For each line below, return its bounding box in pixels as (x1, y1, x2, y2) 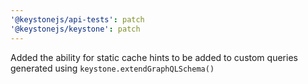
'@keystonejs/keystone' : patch (10, 24, 141, 34)
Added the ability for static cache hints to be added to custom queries (10, 51, 298, 63)
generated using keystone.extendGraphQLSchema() (10, 62, 215, 74)
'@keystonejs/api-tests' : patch (10, 14, 145, 25)
